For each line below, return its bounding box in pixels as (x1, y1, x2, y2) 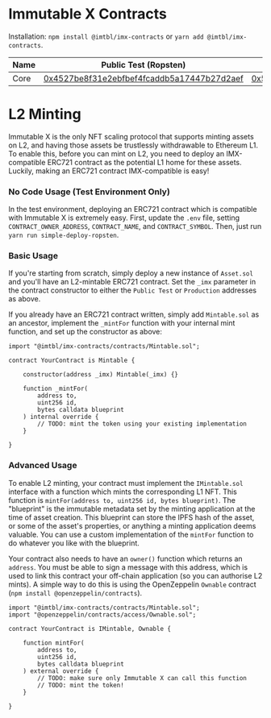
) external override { (23, 666, 99, 675)
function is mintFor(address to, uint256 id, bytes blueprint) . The (8, 495, 236, 504)
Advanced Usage (8, 460, 77, 471)
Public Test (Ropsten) (100, 59, 186, 70)
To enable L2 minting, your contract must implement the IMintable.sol (8, 478, 244, 488)
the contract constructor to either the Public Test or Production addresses (8, 285, 256, 295)
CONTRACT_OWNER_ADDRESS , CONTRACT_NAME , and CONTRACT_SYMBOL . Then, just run (8, 222, 262, 231)
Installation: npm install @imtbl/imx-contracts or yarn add (8, 31, 204, 41)
